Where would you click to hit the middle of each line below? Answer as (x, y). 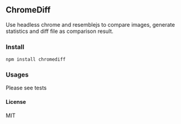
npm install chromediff (36, 60)
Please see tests (26, 88)
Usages (17, 75)
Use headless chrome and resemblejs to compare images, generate (90, 24)
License (16, 102)
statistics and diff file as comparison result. (60, 31)
